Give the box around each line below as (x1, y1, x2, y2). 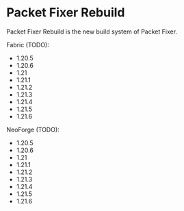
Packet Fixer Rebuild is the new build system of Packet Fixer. (6, 27, 178, 36)
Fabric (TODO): (6, 40, 49, 49)
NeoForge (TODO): (6, 125, 60, 134)
